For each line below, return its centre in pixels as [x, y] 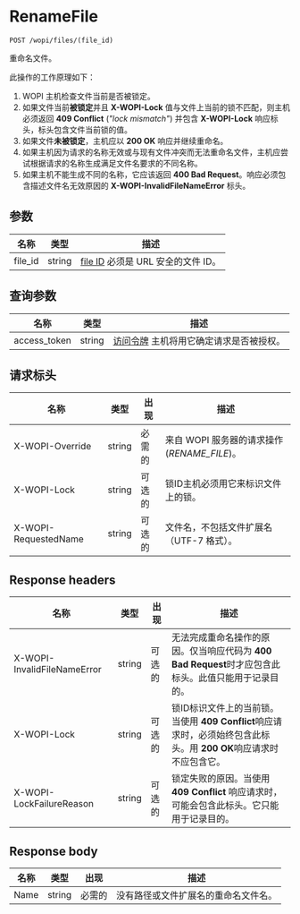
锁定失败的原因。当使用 [221, 779]
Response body [54, 851]
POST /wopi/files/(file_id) [62, 40]
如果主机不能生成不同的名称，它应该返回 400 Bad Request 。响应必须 [150, 174]
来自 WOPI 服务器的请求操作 [224, 440]
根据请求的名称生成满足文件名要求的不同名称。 [116, 163]
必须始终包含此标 [234, 735]
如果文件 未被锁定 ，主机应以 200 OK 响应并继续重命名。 [125, 141]
